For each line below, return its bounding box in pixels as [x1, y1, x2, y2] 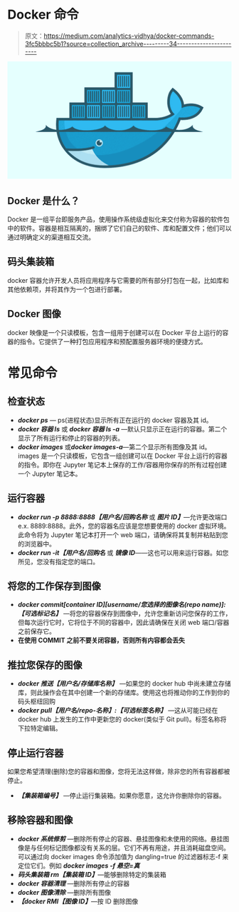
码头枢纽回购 [17, 697, 55, 706]
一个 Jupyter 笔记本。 [17, 469, 82, 478]
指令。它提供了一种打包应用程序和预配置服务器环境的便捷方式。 [19, 337, 207, 346]
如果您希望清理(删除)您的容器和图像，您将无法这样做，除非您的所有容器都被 [7, 767, 230, 776]
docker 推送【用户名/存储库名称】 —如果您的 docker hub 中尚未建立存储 [17, 679, 231, 688]
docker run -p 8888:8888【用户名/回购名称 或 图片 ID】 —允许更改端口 [17, 512, 228, 521]
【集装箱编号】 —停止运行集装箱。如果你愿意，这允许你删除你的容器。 [17, 791, 225, 800]
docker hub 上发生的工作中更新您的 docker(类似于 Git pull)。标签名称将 [17, 715, 227, 723]
